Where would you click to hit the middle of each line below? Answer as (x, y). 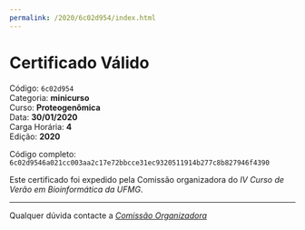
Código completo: (43, 154)
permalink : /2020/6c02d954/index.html (83, 18)
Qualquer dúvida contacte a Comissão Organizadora (108, 215)
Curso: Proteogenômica (55, 107)
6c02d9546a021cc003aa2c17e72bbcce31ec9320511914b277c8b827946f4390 (140, 163)
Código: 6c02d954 (42, 88)
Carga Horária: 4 (41, 126)
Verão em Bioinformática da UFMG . (76, 189)
